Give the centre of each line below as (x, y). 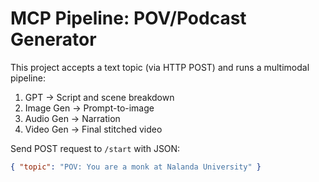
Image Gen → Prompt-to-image (89, 108)
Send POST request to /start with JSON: (95, 148)
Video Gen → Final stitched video (93, 129)
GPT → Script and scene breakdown (99, 97)
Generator (53, 39)
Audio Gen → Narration (72, 118)
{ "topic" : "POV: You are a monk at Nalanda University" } (136, 167)
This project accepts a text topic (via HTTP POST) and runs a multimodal (160, 67)
